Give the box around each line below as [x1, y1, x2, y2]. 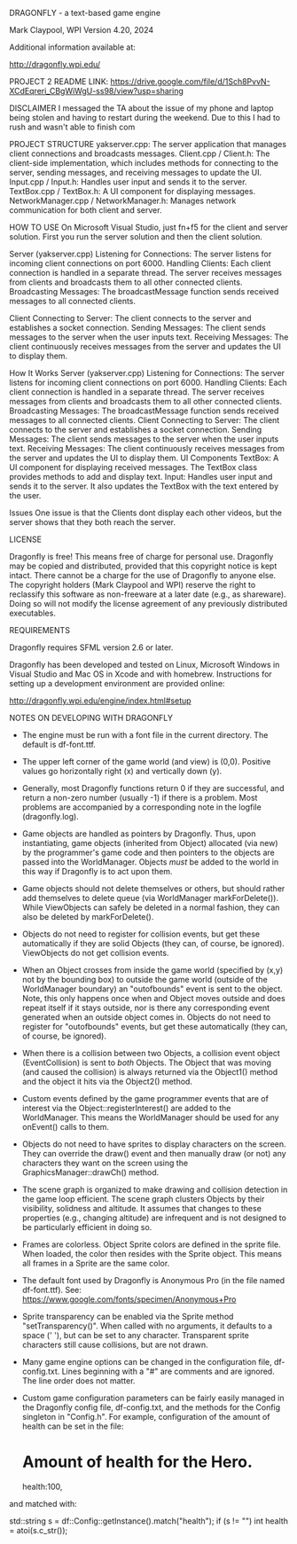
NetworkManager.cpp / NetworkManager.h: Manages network [9, 195, 237, 206]
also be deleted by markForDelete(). [21, 912, 154, 921]
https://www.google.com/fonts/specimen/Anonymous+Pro [21, 1294, 237, 1305]
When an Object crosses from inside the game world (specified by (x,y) [21, 965, 284, 975]
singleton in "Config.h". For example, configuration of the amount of [21, 1412, 270, 1422]
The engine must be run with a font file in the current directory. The [21, 730, 269, 740]
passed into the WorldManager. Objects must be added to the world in [21, 857, 279, 867]
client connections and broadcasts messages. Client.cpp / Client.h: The [9, 148, 270, 159]
